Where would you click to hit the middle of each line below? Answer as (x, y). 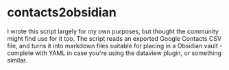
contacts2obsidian (62, 13)
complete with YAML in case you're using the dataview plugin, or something (114, 53)
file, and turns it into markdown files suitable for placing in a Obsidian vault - (115, 46)
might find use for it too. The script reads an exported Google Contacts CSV (114, 38)
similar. (17, 60)
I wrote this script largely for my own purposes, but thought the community (113, 31)
